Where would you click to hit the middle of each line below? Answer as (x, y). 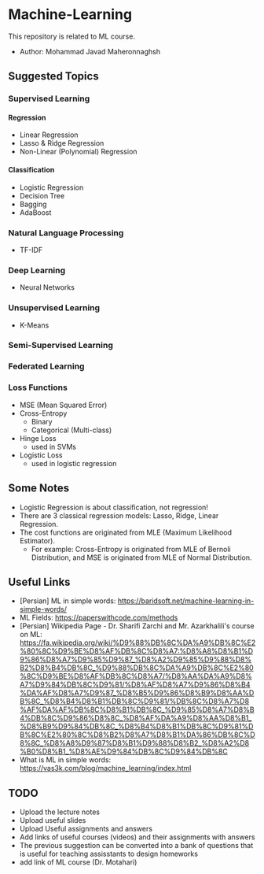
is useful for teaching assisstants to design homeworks (109, 854)
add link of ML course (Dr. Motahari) (78, 862)
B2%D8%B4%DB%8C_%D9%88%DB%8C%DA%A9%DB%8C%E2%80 (136, 668)
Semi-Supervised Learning (61, 346)
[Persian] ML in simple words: (68, 601)
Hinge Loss (38, 438)
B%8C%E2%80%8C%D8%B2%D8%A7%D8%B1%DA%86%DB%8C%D (137, 735)
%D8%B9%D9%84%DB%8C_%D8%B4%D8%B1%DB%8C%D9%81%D (136, 727)
